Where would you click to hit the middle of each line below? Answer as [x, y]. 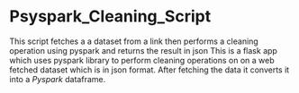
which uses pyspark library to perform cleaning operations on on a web [142, 60]
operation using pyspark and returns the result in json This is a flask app [143, 50]
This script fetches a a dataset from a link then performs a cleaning [134, 41]
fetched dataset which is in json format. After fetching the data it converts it [149, 70]
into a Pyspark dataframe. [58, 79]
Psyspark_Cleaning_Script [110, 17]
